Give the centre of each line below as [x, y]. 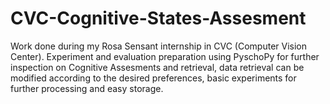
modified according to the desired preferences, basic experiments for [153, 78]
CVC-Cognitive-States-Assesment [158, 18]
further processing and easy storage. [87, 88]
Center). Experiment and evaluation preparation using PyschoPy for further [165, 56]
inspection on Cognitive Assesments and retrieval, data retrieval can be [157, 67]
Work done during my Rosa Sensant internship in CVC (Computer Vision [159, 46]
